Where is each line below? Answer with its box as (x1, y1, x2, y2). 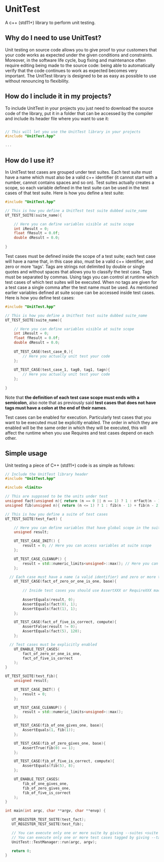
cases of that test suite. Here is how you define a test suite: (5, 190, 124, 196)
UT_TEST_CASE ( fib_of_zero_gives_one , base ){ (14, 741, 106, 746)
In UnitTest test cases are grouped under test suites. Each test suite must (5, 169, 152, 175)
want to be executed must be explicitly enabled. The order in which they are (5, 419, 158, 425)
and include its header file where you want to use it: (5, 115, 109, 121)
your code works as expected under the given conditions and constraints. (5, 52, 154, 58)
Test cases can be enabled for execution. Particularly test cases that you (5, 414, 151, 420)
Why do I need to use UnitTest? (5, 34, 102, 42)
